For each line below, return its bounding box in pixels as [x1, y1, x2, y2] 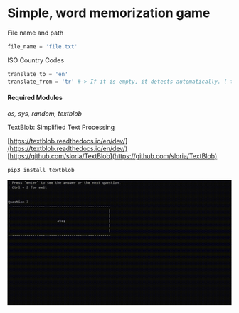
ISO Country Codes [7, 55, 65, 65]
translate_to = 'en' [7, 70, 69, 77]
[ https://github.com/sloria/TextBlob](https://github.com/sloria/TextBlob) [7, 151, 218, 160]
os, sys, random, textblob [7, 109, 83, 118]
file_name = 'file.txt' [7, 43, 78, 50]
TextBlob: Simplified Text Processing [7, 123, 115, 131]
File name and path [7, 28, 64, 37]
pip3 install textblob [7, 166, 75, 173]
